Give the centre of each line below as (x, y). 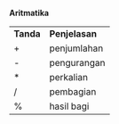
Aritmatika (29, 13)
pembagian (73, 91)
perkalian (69, 77)
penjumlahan (76, 48)
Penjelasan (73, 33)
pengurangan (77, 63)
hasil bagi (69, 106)
